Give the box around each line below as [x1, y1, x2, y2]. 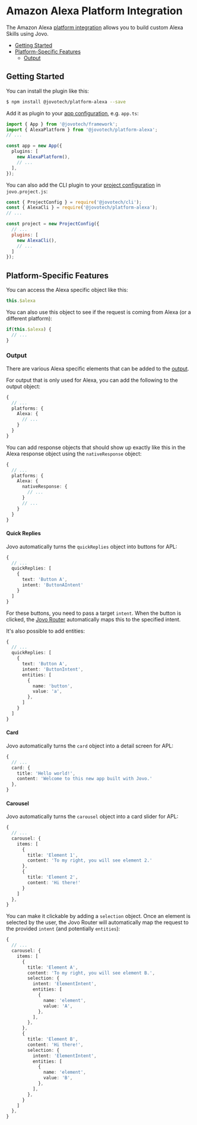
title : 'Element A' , [27, 964, 78, 970]
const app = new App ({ [6, 143, 62, 149]
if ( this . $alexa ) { [6, 326, 52, 332]
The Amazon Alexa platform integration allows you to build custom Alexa [6, 24, 183, 31]
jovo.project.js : [6, 187, 48, 194]
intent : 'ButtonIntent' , [21, 666, 84, 673]
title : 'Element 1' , [27, 852, 78, 858]
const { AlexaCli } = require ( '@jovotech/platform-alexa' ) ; [6, 205, 158, 210]
